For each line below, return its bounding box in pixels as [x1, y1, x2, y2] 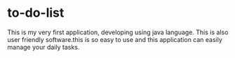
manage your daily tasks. [7, 43, 80, 51]
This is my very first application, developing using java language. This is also [7, 28, 229, 36]
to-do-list [7, 5, 65, 21]
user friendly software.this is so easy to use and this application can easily [7, 35, 223, 43]
